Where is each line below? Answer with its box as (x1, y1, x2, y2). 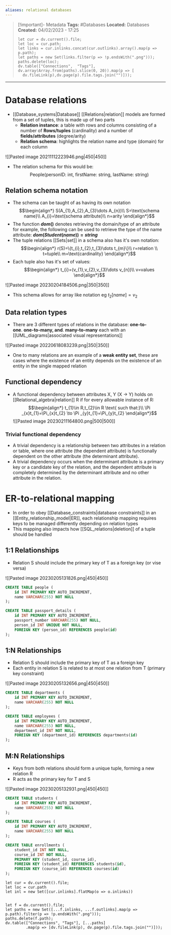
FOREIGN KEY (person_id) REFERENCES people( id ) (14, 627, 117, 632)
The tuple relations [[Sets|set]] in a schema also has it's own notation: (12, 237, 159, 243)
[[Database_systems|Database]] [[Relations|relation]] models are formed (12, 111, 165, 117)
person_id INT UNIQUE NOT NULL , (14, 622, 83, 628)
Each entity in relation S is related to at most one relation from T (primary (12, 665, 165, 671)
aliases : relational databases (5, 7, 72, 13)
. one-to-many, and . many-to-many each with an (21, 327, 126, 333)
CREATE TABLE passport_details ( (5, 608, 76, 613)
